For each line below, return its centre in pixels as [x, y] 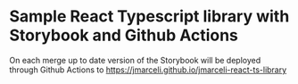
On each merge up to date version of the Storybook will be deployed [135, 60]
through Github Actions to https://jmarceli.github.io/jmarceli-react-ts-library [148, 70]
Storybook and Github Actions [124, 35]
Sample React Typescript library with [149, 17]
